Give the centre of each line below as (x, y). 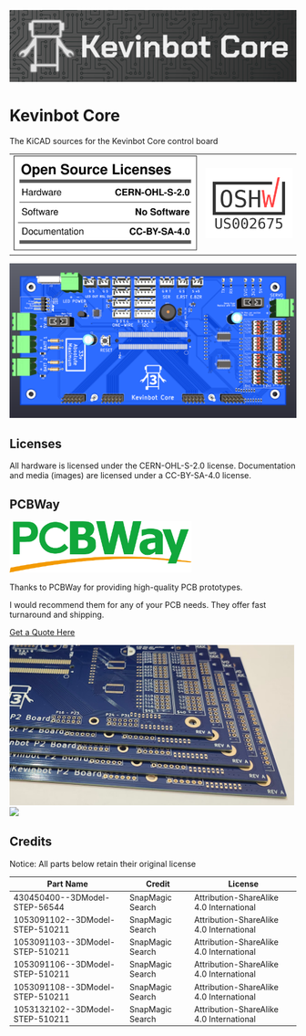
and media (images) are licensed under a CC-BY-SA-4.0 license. (131, 476)
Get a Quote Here (42, 632)
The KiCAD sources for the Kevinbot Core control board (114, 141)
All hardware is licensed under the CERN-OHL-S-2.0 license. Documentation (153, 466)
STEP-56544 (39, 907)
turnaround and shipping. (57, 614)
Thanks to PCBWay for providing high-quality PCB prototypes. (126, 587)
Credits (31, 842)
